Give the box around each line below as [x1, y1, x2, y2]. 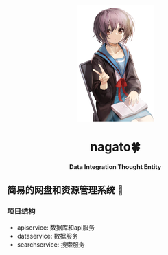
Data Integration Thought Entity [69, 162, 162, 170]
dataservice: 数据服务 [16, 232, 79, 241]
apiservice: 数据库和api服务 [16, 223, 95, 232]
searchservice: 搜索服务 [16, 241, 86, 249]
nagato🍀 [90, 140, 141, 155]
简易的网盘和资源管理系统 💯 [7, 184, 123, 196]
